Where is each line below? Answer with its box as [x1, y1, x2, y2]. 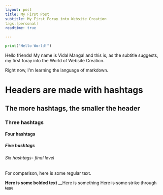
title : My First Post [5, 12, 50, 17]
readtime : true [5, 26, 36, 31]
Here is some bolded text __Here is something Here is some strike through [5, 180, 157, 186]
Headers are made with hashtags [5, 84, 143, 96]
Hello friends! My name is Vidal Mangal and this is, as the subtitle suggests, [5, 52, 159, 58]
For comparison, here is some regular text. [5, 170, 92, 176]
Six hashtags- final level [5, 155, 54, 161]
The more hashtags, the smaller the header [5, 104, 140, 113]
